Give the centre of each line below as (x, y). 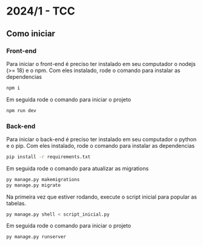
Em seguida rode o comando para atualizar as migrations (78, 168)
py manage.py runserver (36, 237)
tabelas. (16, 203)
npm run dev (21, 110)
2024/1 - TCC (41, 11)
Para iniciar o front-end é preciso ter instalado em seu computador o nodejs (101, 64)
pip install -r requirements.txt (48, 157)
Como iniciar (31, 34)
